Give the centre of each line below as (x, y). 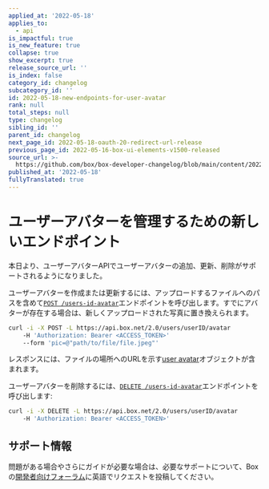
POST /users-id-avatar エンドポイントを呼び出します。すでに (144, 302)
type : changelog (35, 120)
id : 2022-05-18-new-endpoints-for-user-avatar (87, 98)
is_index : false (35, 75)
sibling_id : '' (34, 127)
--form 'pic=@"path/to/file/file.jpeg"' (91, 343)
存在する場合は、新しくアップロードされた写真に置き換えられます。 (141, 313)
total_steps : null (39, 113)
